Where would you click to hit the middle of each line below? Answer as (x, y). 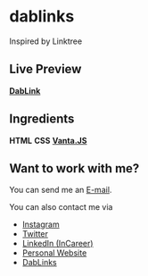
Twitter (35, 234)
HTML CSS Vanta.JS (48, 140)
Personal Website (54, 253)
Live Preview (45, 69)
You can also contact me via (61, 207)
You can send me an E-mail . (61, 190)
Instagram (41, 224)
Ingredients (42, 119)
